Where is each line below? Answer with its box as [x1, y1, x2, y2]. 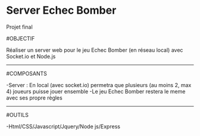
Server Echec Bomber [6, 4, 117, 17]
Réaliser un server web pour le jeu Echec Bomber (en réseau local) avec [6, 46, 183, 54]
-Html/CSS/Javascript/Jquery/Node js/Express [6, 123, 121, 130]
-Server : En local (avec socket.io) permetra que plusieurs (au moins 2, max [6, 81, 192, 88]
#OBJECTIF [6, 35, 35, 42]
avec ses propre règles [6, 94, 62, 101]
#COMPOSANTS [6, 70, 48, 77]
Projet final [6, 23, 33, 30]
